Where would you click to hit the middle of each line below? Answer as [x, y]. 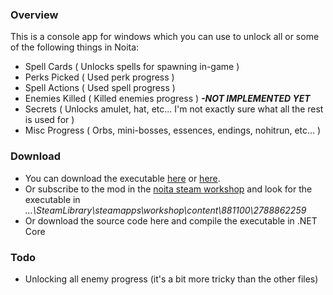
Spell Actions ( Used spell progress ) [100, 88]
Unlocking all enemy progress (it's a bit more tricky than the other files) [171, 279]
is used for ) [49, 120]
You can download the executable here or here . [122, 178]
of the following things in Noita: [75, 47]
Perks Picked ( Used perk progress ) [99, 77]
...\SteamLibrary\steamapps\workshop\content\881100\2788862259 [165, 210]
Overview [34, 15]
